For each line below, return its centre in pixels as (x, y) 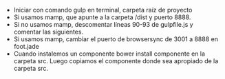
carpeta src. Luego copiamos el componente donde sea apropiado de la (116, 61)
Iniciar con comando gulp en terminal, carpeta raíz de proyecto (103, 10)
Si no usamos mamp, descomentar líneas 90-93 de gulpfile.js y (104, 24)
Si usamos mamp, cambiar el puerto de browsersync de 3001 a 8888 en (116, 39)
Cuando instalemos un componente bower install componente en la (109, 54)
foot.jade (26, 46)
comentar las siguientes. (49, 32)
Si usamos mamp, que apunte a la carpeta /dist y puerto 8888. (102, 17)
